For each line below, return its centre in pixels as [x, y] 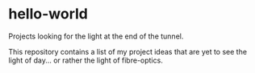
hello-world [48, 14]
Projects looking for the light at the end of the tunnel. [96, 36]
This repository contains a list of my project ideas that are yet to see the [128, 51]
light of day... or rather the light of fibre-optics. [86, 60]
